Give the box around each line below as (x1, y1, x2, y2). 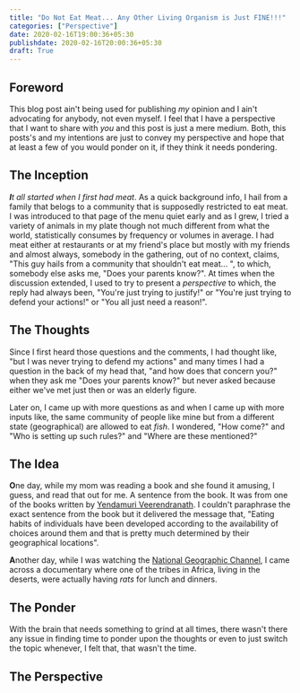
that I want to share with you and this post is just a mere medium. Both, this (9, 122, 287, 133)
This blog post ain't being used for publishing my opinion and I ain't (9, 103, 258, 114)
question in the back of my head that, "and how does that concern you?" (9, 365, 278, 376)
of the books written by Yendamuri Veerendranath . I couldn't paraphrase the (9, 499, 291, 510)
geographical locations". (9, 538, 99, 548)
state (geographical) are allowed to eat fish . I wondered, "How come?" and (9, 421, 285, 432)
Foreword (9, 80, 64, 95)
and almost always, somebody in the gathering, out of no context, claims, (9, 249, 280, 259)
